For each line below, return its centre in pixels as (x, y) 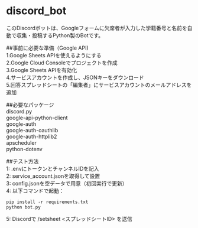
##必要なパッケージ (30, 105)
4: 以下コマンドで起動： (35, 191)
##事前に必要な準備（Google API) (47, 48)
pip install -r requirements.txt (47, 202)
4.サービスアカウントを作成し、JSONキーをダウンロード (75, 77)
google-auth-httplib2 (32, 136)
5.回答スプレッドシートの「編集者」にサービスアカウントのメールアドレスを (99, 84)
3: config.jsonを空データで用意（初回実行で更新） (67, 183)
